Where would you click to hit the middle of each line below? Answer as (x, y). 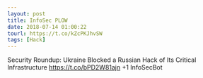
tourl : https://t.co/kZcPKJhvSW (55, 33)
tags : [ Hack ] (27, 40)
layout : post (27, 14)
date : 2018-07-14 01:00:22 (47, 27)
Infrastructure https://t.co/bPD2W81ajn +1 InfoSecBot (85, 67)
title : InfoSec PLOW (38, 20)
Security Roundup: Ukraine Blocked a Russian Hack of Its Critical (102, 60)
